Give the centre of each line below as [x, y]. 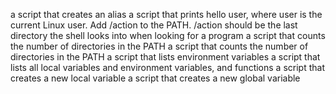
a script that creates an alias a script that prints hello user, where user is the [166, 14]
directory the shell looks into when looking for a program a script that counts [168, 35]
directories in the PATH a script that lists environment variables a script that [165, 57]
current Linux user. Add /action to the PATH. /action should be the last [154, 25]
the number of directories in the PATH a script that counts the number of [159, 46]
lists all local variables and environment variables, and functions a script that [167, 67]
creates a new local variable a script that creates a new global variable [155, 78]
